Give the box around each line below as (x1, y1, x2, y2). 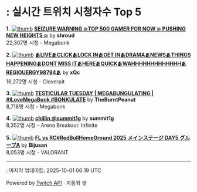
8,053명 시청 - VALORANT (6, 149, 69, 156)
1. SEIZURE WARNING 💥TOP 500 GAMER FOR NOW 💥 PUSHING (6, 25, 186, 32)
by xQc (62, 69, 80, 76)
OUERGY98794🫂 (6, 69, 62, 76)
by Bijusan (21, 142, 47, 149)
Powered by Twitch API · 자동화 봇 (6, 179, 87, 186)
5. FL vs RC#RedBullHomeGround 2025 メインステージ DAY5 (6, 134, 179, 141)
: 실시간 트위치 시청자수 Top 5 (6, 5, 142, 19)
